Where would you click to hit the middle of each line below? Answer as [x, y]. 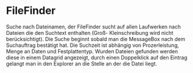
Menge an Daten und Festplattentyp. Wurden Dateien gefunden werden [92, 51]
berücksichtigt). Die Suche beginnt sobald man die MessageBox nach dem [96, 39]
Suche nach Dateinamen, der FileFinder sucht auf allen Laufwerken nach [93, 27]
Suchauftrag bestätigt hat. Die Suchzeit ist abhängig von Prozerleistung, [93, 45]
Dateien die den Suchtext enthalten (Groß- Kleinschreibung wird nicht [90, 32]
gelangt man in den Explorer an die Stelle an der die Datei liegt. [82, 63]
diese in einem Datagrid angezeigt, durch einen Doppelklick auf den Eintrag [97, 57]
